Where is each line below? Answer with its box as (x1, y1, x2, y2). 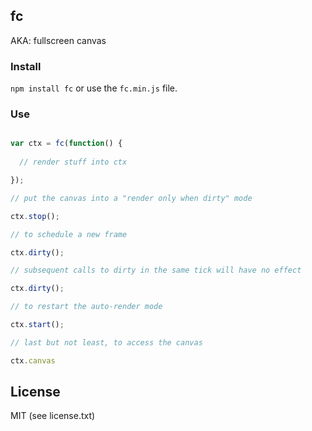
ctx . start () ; (10, 320, 65, 330)
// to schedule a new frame (10, 229, 128, 239)
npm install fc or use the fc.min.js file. (10, 82, 178, 94)
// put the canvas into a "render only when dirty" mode (10, 193, 253, 203)
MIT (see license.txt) (10, 410, 96, 422)
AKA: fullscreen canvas (10, 34, 107, 46)
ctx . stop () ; (10, 211, 60, 221)
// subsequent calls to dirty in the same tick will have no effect (10, 265, 302, 276)
